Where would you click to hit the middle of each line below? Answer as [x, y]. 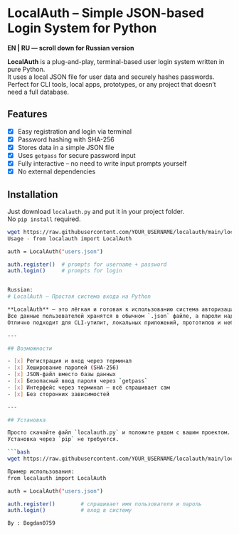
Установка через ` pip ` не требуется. [63, 439]
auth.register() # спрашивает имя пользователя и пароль [105, 504]
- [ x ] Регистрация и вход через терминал [70, 361]
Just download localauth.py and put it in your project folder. [96, 211]
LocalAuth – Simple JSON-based [106, 13]
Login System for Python [82, 28]
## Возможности [30, 348]
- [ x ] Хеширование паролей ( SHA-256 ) [63, 368]
